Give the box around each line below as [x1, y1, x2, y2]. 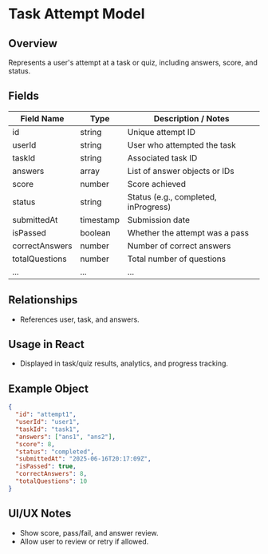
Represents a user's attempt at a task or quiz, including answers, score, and [8, 57, 258, 67]
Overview [8, 37, 58, 50]
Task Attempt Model [8, 5, 145, 23]
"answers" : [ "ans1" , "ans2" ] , [15, 433, 116, 441]
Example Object [8, 382, 89, 395]
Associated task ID [127, 152, 198, 164]
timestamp [80, 214, 120, 225]
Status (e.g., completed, [127, 191, 217, 202]
